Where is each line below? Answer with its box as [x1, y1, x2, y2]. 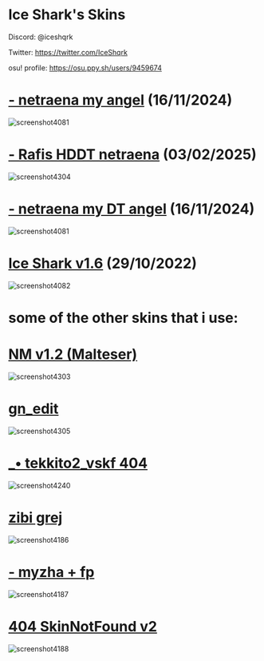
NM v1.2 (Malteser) [8, 345, 138, 364]
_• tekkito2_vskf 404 [8, 454, 148, 472]
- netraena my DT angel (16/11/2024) [8, 200, 255, 217]
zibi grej [8, 508, 63, 527]
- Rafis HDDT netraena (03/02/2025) [8, 145, 257, 164]
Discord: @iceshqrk [8, 32, 73, 42]
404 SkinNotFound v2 [8, 617, 158, 635]
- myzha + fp [8, 563, 95, 581]
